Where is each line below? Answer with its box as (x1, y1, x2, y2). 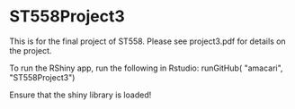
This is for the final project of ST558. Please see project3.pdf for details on (9, 36, 286, 46)
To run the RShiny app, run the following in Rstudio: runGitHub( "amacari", (9, 63, 283, 73)
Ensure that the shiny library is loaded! (9, 89, 152, 100)
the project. (9, 45, 52, 55)
